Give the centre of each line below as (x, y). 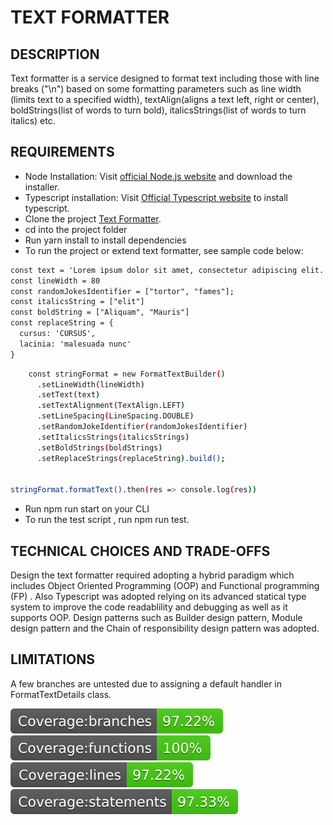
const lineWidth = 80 (55, 281)
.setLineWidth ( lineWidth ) (90, 384)
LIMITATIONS (53, 659)
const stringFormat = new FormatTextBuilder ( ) (127, 374)
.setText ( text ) (68, 395)
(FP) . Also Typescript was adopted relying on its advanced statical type (158, 596)
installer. (42, 187)
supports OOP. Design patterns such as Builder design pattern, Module (156, 617)
